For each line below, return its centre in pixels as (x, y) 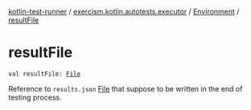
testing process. (35, 97)
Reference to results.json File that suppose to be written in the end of (125, 88)
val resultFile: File (45, 74)
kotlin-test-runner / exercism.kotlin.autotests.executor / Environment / (124, 12)
